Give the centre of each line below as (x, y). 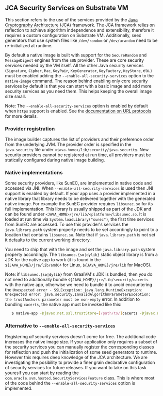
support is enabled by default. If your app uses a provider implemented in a (80, 194)
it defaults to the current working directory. (48, 240)
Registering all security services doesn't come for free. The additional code (81, 336)
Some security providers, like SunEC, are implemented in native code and (78, 183)
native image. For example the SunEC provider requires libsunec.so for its (79, 204)
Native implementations (34, 173)
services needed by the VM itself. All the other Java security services (74, 65)
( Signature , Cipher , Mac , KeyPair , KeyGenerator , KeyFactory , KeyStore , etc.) (79, 71)
